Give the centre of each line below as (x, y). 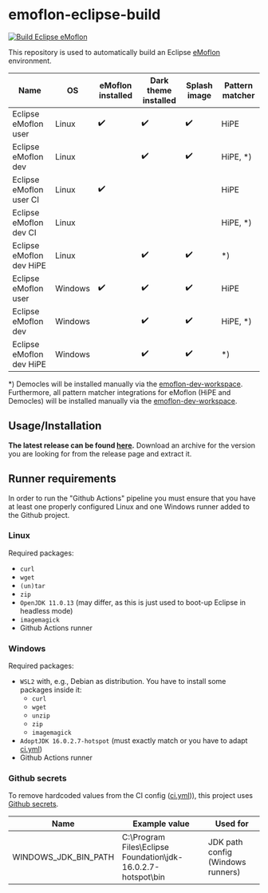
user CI (26, 200)
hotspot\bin (144, 877)
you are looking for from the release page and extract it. (100, 453)
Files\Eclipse (146, 848)
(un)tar (32, 586)
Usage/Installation (55, 426)
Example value (161, 824)
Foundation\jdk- (153, 857)
